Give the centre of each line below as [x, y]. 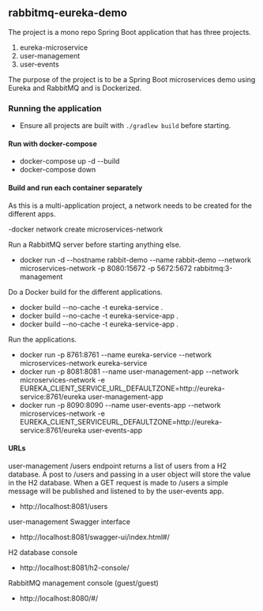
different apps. [32, 213]
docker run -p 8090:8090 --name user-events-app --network [120, 405]
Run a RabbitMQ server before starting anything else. [95, 244]
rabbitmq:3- [213, 268]
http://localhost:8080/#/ [59, 598]
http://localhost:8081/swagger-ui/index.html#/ [94, 537]
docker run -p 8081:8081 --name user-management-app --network [129, 372]
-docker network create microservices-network [86, 229]
